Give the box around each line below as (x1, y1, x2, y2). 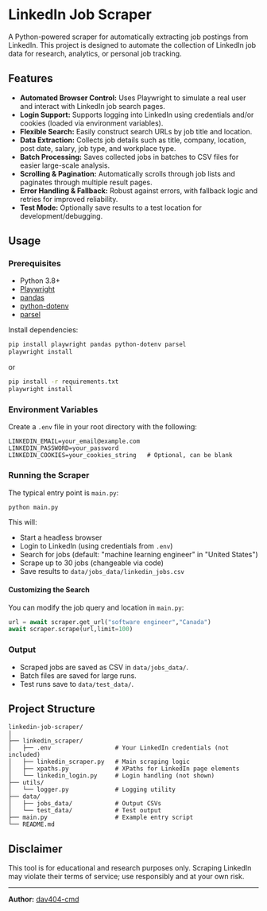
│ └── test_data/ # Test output (8, 807, 161, 815)
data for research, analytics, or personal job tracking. (8, 48, 182, 58)
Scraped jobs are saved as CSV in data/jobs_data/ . (19, 662, 189, 672)
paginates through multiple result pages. (19, 177, 153, 187)
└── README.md (8, 820, 56, 828)
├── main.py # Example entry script (8, 813, 194, 822)
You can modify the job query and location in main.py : (8, 603, 184, 612)
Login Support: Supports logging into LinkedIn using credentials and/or (19, 110, 254, 119)
